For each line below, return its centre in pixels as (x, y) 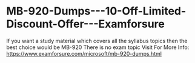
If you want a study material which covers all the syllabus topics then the (97, 41)
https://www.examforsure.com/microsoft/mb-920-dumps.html (84, 53)
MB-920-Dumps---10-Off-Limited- (96, 11)
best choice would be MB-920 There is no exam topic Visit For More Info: (98, 47)
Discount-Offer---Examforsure (85, 24)
